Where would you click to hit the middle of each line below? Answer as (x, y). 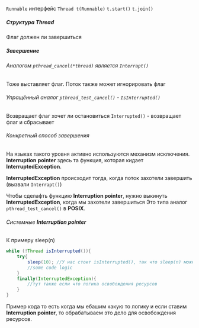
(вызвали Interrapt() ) (34, 184)
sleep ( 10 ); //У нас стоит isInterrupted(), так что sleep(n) (105, 262)
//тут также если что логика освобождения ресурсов (93, 284)
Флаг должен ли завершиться (44, 37)
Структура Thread (30, 22)
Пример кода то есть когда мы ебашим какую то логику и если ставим (97, 307)
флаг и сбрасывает (30, 122)
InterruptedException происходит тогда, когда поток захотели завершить (99, 178)
